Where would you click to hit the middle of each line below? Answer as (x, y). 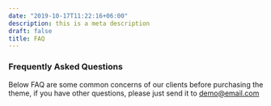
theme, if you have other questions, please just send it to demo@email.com (134, 93)
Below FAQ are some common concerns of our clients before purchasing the (136, 84)
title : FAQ (27, 38)
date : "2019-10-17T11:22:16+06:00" (68, 16)
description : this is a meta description (79, 23)
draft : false (30, 31)
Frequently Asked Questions (66, 67)
